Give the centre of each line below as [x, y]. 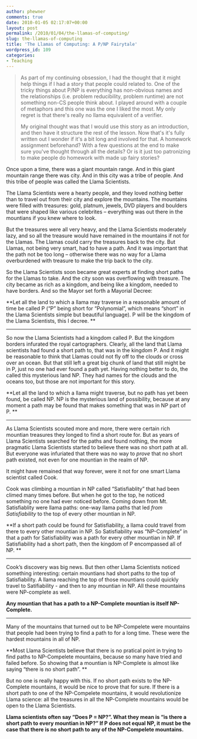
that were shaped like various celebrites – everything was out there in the [95, 212]
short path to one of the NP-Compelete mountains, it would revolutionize [94, 693]
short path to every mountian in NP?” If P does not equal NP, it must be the [98, 723]
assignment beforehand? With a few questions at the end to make [100, 145]
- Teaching [19, 61]
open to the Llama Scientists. [41, 705]
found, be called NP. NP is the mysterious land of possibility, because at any [98, 399]
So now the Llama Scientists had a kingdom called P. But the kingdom [90, 337]
